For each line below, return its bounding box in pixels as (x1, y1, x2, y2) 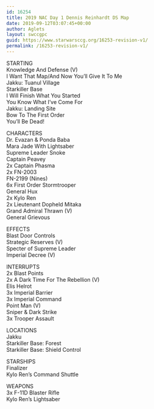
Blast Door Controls (6, 232, 56, 239)
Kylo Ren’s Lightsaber (6, 395, 61, 402)
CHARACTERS (6, 129, 43, 137)
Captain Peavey (6, 155, 46, 163)
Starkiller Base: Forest (6, 339, 62, 347)
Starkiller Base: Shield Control (6, 346, 81, 353)
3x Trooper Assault (6, 315, 54, 322)
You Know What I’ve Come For (6, 98, 83, 105)
